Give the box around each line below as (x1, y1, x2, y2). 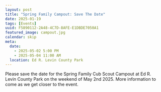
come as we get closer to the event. (5, 82, 79, 88)
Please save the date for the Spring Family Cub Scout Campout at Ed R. (5, 71, 152, 77)
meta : (5, 39, 16, 44)
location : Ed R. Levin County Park (9, 58, 83, 62)
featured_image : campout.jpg (5, 30, 66, 35)
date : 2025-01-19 (5, 16, 41, 21)
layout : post (5, 7, 32, 12)
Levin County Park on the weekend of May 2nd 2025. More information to (5, 76, 157, 82)
